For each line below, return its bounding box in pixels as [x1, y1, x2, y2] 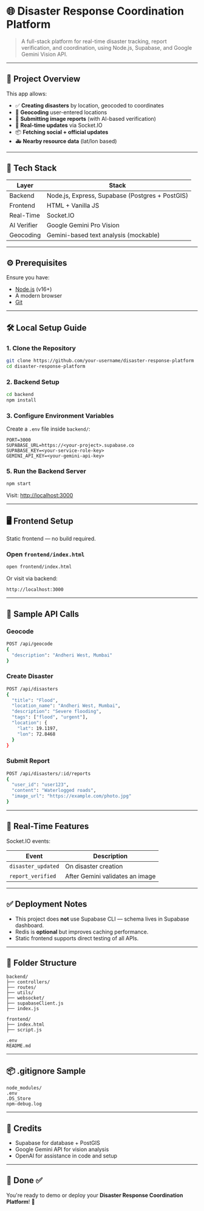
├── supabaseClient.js [6, 1000, 64, 1006]
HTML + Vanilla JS [46, 201, 100, 210]
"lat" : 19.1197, [17, 725, 59, 731]
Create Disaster [6, 672, 53, 681]
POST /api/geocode [6, 641, 53, 647]
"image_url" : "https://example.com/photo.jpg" [12, 793, 132, 799]
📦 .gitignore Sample [6, 1066, 86, 1076]
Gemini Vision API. [21, 50, 68, 58]
